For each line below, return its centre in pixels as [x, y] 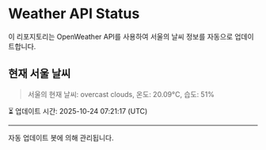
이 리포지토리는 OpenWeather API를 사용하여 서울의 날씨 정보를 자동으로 [121, 36]
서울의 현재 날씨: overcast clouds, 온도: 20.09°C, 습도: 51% [121, 94]
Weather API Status [74, 14]
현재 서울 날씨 [40, 74]
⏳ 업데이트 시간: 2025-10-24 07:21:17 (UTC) [78, 111]
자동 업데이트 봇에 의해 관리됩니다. [61, 137]
